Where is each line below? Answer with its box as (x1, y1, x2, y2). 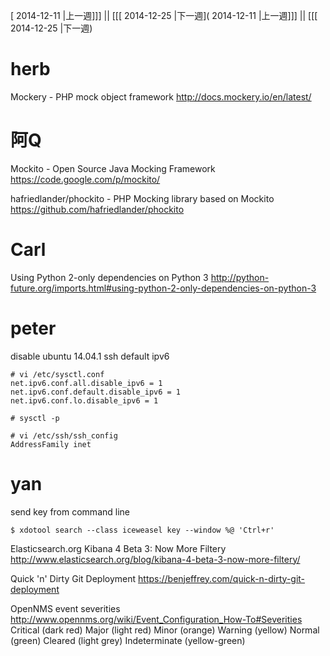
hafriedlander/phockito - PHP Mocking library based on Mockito (10, 192, 275, 204)
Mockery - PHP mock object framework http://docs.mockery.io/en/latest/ (10, 90, 312, 103)
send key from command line (10, 505, 130, 518)
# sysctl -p (10, 413, 60, 423)
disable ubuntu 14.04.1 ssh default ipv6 (10, 350, 170, 362)
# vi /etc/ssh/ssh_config (10, 430, 118, 441)
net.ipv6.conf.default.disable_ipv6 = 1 (10, 387, 182, 397)
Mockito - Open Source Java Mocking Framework (10, 162, 216, 174)
